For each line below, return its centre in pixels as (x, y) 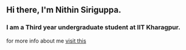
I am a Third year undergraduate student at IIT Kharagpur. (94, 27)
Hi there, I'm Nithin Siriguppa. (64, 10)
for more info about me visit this (46, 41)
